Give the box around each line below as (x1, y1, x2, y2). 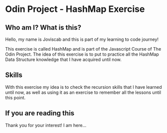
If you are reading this (5, 109, 75, 118)
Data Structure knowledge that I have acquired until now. (5, 57, 122, 63)
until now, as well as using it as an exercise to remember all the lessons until (5, 89, 161, 95)
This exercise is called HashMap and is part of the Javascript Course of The (5, 46, 162, 52)
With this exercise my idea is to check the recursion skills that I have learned (5, 84, 162, 90)
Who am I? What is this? (5, 23, 81, 32)
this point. (5, 94, 26, 100)
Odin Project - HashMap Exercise (5, 3, 145, 15)
